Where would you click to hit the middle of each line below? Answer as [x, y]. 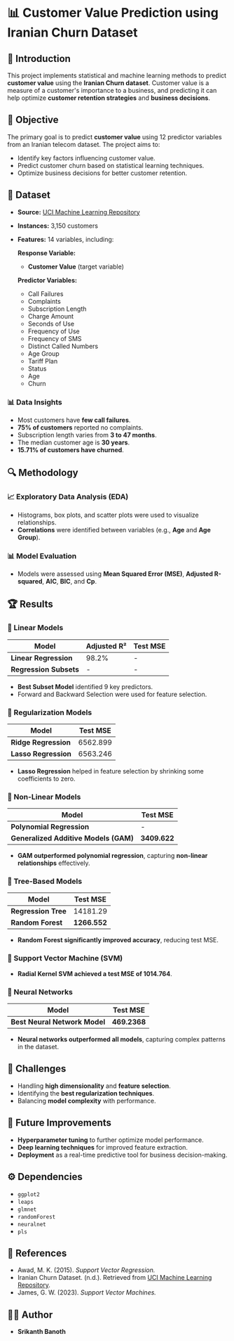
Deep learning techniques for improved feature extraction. [102, 1147]
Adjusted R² [106, 646]
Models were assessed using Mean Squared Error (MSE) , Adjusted [115, 574]
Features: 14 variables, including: [66, 239]
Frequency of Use [54, 331]
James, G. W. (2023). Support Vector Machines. [87, 1292]
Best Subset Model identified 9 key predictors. [85, 686]
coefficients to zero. [46, 778]
